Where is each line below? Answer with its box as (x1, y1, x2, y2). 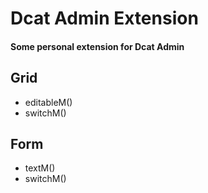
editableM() (24, 96, 73, 108)
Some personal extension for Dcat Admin (10, 40, 185, 52)
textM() (24, 162, 56, 174)
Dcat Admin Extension (10, 7, 199, 30)
